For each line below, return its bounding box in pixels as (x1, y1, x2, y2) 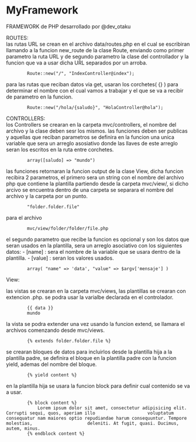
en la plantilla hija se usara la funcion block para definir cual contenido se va (6, 382, 190, 389)
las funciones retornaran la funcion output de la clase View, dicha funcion (6, 168, 184, 175)
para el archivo (6, 214, 42, 221)
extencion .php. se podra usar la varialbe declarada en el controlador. (6, 294, 174, 301)
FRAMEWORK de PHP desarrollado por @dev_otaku (6, 23, 131, 30)
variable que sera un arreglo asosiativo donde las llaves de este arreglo (6, 140, 178, 147)
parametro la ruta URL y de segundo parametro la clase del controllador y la (6, 53, 189, 60)
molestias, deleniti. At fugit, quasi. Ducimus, (6, 420, 180, 426)
